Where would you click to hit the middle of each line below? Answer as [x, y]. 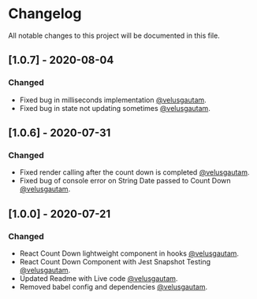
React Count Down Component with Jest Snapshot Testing [115, 262]
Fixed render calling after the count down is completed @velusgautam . [134, 172]
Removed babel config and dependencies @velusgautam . [113, 287]
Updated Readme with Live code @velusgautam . [99, 279]
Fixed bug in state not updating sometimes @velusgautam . [115, 108]
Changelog [45, 14]
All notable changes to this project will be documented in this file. [114, 35]
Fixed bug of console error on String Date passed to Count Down [125, 181]
